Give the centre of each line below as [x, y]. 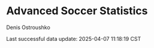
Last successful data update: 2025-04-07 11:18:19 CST [74, 39]
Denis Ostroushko [28, 27]
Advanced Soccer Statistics [77, 11]
